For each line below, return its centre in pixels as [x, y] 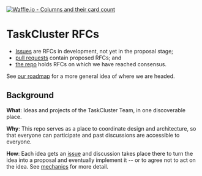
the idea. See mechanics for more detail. [58, 166]
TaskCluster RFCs [53, 34]
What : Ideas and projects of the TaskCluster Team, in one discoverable [96, 110]
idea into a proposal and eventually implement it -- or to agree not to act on [101, 160]
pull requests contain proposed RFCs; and [68, 58]
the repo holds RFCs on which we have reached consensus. [91, 64]
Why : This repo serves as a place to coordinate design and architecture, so [101, 128]
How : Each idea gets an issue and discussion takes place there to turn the [100, 153]
